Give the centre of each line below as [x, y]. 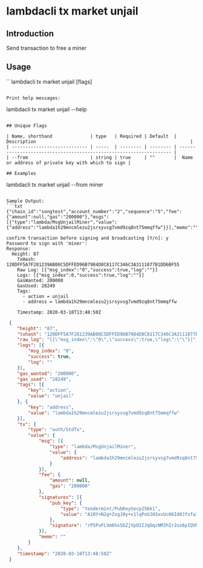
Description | [100, 141]
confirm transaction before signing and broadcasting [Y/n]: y [88, 238]
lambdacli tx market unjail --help [47, 109]
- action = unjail [45, 296]
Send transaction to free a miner [47, 48]
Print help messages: [34, 98]
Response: [19, 249]
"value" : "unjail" [51, 396]
